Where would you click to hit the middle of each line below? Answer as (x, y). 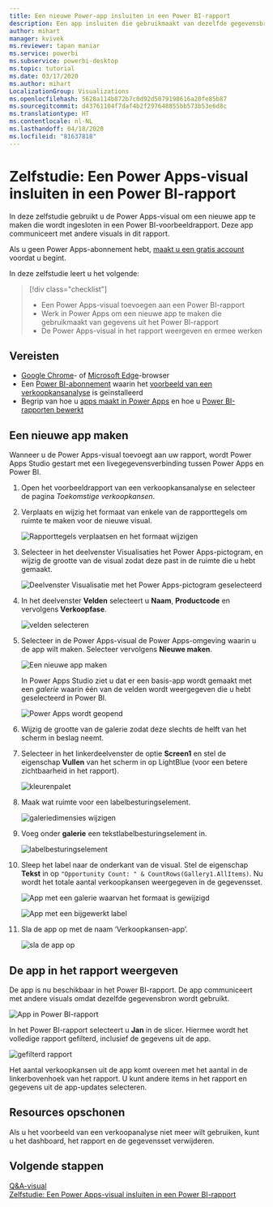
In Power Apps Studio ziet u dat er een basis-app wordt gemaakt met (136, 680)
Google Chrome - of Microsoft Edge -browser (95, 375)
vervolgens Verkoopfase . (64, 609)
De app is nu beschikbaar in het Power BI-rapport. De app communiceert (131, 990)
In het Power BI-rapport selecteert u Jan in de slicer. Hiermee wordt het (129, 1030)
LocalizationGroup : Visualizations (69, 91)
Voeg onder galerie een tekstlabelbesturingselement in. (114, 834)
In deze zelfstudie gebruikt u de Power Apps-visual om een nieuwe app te (132, 216)
